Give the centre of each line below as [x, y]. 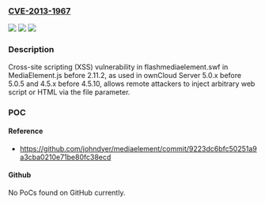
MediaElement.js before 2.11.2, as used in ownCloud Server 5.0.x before [125, 75]
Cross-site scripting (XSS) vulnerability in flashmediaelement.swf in [118, 67]
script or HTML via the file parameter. [69, 91]
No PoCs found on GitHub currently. [67, 192]
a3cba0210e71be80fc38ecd [65, 157]
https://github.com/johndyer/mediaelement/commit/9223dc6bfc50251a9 [138, 148]
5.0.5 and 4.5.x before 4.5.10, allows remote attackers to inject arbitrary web [132, 84]
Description [31, 50]
